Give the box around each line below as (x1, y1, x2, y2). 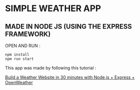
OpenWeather (5, 80, 33, 85)
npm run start (5, 56, 34, 61)
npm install (5, 52, 29, 57)
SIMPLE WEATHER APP (5, 3, 101, 14)
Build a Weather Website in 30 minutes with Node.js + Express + (5, 74, 135, 80)
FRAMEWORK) (5, 30, 51, 38)
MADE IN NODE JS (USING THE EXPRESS (5, 22, 132, 31)
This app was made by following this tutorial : (5, 65, 96, 71)
